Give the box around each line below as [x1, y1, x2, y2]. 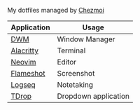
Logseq [10, 80, 36, 90]
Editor [57, 57, 77, 67]
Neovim [10, 57, 36, 67]
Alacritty [10, 46, 38, 55]
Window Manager [57, 34, 115, 44]
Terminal [57, 46, 86, 55]
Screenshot [57, 69, 95, 78]
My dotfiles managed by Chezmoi [7, 6, 105, 14]
